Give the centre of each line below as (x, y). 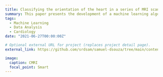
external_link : (20, 49)
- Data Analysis (26, 27)
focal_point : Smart (29, 67)
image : (12, 58)
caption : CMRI (24, 63)
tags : (10, 18)
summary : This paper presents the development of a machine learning (77, 14)
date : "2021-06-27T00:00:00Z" (36, 37)
